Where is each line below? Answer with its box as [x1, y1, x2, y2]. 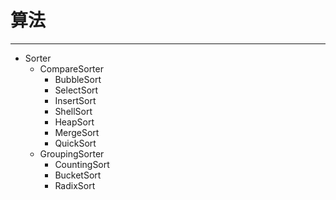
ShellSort [54, 105, 93, 117]
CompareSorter [39, 62, 104, 75]
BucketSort [54, 169, 102, 181]
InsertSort [54, 94, 97, 106]
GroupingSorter [39, 147, 105, 160]
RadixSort [54, 179, 96, 191]
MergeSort [54, 126, 100, 138]
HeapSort [54, 116, 95, 128]
